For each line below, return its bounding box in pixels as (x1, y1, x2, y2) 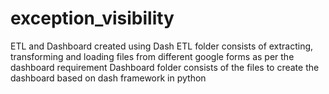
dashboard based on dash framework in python (10, 72, 207, 84)
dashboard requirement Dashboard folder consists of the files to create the (10, 61, 320, 73)
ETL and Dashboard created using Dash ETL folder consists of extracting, (10, 40, 314, 52)
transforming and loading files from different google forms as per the (10, 50, 295, 62)
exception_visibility (10, 7, 175, 30)
